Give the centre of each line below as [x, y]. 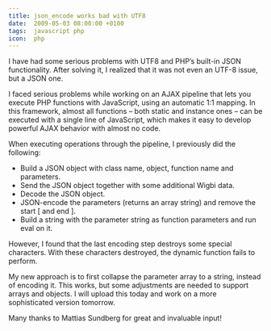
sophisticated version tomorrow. [62, 303]
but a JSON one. [36, 78]
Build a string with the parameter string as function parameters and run [138, 220]
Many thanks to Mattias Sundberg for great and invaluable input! [115, 318]
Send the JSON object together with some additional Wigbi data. [127, 186]
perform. [23, 261]
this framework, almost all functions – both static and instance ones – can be [136, 111]
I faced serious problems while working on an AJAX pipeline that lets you [130, 94]
